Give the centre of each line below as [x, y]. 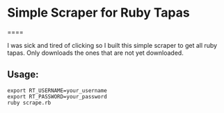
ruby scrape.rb [29, 103]
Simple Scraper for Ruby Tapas [98, 13]
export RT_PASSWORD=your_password [57, 96]
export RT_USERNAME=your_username [57, 90]
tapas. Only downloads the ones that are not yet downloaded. [96, 53]
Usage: [23, 75]
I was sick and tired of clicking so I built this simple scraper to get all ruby [112, 45]
